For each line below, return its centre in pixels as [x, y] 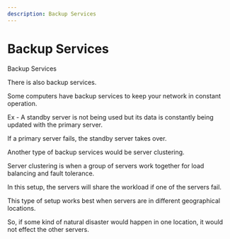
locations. [22, 208]
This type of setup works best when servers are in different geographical [114, 200]
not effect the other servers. [48, 229]
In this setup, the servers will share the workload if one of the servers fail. [114, 187]
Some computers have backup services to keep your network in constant [114, 95]
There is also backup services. [52, 82]
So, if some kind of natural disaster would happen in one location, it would [115, 222]
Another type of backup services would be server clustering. [96, 152]
